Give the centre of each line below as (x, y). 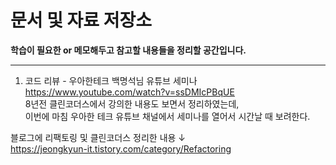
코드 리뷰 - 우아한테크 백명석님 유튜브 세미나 (111, 80)
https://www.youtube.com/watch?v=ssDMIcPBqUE (129, 92)
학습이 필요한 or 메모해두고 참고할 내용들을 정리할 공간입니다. (128, 50)
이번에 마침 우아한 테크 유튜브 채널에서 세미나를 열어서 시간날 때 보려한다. (167, 116)
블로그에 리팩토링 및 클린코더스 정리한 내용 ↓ (98, 137)
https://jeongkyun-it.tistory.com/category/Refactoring (121, 148)
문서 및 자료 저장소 (81, 20)
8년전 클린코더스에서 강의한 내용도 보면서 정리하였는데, (132, 103)
